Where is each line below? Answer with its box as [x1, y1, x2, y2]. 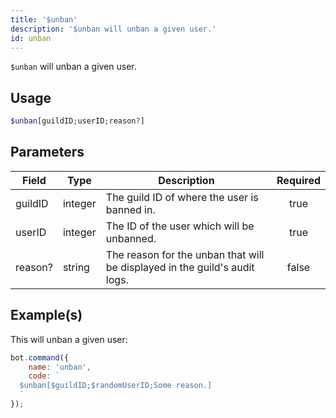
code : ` [28, 371, 60, 381]
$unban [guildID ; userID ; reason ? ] [10, 116, 145, 126]
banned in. [105, 202, 156, 216]
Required [276, 173, 321, 187]
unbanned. [105, 231, 157, 245]
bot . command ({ [10, 352, 70, 363]
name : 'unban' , [28, 362, 92, 372]
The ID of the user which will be [105, 219, 255, 233]
